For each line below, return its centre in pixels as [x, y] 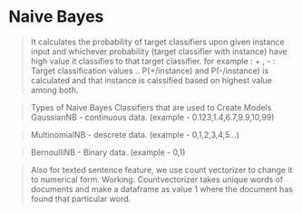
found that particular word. [81, 198]
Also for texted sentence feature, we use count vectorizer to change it [161, 169]
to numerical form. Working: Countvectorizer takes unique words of [157, 179]
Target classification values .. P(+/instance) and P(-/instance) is [150, 71]
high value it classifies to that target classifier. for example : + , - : [153, 61]
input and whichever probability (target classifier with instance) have [159, 51]
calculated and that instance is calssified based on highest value [151, 80]
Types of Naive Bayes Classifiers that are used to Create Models [151, 107]
